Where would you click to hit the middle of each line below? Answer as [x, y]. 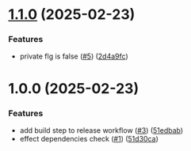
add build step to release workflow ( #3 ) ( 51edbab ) [101, 130]
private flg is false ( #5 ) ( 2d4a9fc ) [74, 56]
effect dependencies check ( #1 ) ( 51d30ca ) [89, 138]
